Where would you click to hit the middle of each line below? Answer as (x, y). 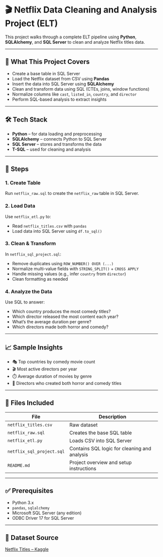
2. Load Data (20, 206)
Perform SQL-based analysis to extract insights (59, 99)
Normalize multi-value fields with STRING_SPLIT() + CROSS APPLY (75, 269)
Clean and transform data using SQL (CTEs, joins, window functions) (81, 89)
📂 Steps (17, 169)
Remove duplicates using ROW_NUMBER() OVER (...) (63, 263)
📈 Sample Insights (34, 347)
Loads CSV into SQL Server (101, 441)
